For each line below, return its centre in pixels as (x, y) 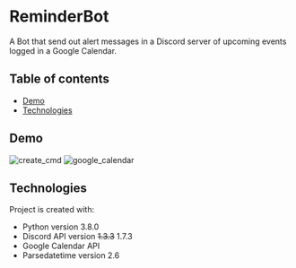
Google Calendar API (61, 246)
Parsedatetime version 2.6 (71, 255)
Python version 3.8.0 (61, 227)
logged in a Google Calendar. (63, 50)
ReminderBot (59, 17)
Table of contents (59, 79)
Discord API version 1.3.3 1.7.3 (77, 237)
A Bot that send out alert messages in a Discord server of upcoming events (148, 41)
